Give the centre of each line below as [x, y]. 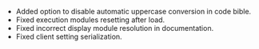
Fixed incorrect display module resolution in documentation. [115, 28]
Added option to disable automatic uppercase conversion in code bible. [133, 11]
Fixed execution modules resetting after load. [90, 20]
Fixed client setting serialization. [69, 36]
